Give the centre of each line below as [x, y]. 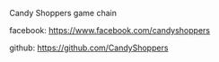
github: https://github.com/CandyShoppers [89, 48]
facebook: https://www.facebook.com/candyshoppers [110, 30]
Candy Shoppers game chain [63, 13]
